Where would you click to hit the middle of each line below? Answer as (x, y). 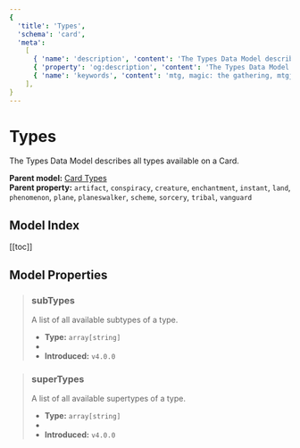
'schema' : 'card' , (52, 34)
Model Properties (58, 274)
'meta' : (32, 42)
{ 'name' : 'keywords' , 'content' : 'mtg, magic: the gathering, (153, 76)
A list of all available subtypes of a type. (104, 319)
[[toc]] (21, 247)
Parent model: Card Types (58, 178)
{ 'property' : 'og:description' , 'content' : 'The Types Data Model (161, 68)
